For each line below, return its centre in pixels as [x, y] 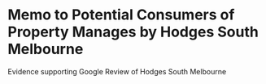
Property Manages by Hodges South [133, 32]
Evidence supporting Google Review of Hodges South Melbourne [117, 71]
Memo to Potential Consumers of [121, 15]
